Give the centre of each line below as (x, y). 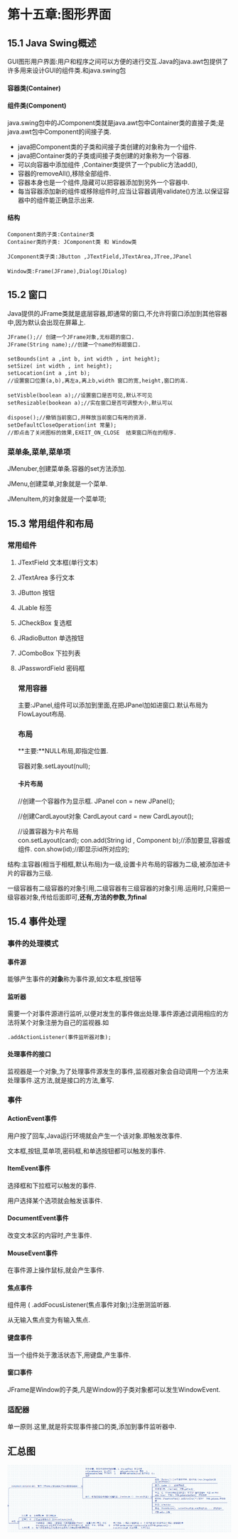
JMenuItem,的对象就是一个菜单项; (57, 499)
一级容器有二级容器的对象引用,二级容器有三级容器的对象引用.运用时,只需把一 (119, 888)
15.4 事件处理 (37, 921)
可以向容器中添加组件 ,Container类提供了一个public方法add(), (107, 164)
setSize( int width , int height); (60, 366)
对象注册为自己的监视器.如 (70, 1023)
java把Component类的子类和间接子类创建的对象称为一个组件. (107, 147)
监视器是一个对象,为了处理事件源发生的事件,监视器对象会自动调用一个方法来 (118, 1071)
